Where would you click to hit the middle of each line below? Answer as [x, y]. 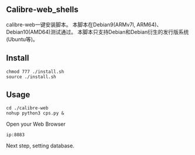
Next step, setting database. [40, 146]
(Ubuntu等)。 [22, 39]
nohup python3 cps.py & [35, 113]
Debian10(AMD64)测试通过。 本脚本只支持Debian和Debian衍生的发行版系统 [97, 32]
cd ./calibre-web [27, 108]
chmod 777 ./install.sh [35, 72]
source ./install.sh [31, 77]
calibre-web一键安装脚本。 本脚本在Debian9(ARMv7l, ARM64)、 [84, 24]
